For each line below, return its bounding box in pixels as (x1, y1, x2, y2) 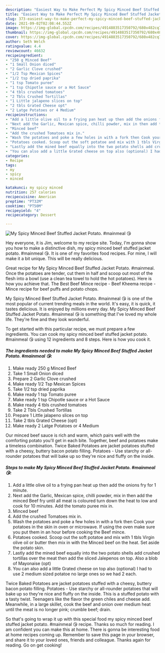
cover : (5, 35, 19, 40)
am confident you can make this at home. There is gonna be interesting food (5, 626, 160, 632)
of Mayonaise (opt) (12, 561, 51, 566)
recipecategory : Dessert (5, 212, 56, 218)
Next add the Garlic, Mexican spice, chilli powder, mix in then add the (12, 493, 153, 499)
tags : (5, 163, 17, 168)
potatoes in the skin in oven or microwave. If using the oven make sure (12, 524, 156, 530)
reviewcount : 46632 (5, 48, 46, 53)
